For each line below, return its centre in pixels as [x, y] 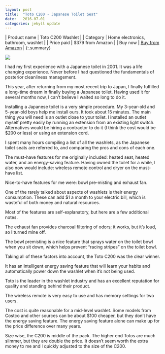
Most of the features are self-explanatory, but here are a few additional [77, 212]
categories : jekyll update [33, 23]
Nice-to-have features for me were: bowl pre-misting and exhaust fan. [76, 182]
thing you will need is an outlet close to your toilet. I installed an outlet [76, 117]
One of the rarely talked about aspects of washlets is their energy [71, 192]
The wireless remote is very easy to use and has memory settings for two [80, 296]
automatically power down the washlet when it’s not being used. [70, 271]
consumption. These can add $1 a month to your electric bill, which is [76, 197]
